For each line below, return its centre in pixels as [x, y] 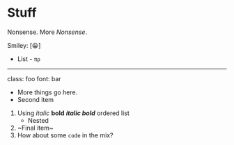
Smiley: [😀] [24, 45]
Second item [36, 99]
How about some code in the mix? [65, 135]
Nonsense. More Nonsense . [47, 32]
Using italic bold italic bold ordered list [73, 113]
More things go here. [47, 92]
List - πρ [29, 59]
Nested [38, 120]
